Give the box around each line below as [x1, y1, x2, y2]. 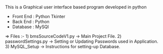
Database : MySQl [12, 24, 49, 30]
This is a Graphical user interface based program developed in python [5, 4, 147, 10]
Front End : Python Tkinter [12, 14, 65, 19]
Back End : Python [12, 19, 50, 24]
